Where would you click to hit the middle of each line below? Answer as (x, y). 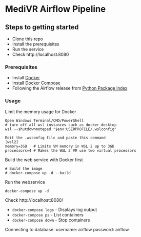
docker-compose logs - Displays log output (54, 210)
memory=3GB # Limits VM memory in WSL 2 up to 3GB (60, 146)
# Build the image (24, 168)
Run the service (28, 49)
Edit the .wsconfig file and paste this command (55, 138)
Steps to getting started (42, 27)
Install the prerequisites (36, 44)
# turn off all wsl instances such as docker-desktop (61, 125)
